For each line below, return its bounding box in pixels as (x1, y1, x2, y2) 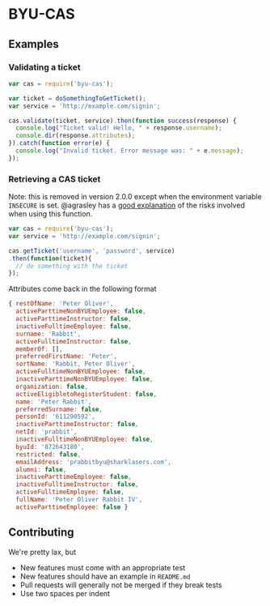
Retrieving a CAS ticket (8, 173, 101, 185)
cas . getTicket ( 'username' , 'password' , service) (8, 246, 175, 255)
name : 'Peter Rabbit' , (15, 398, 92, 406)
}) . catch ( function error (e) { (8, 139, 111, 147)
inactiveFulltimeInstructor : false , (15, 480, 139, 489)
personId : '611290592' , (15, 412, 95, 421)
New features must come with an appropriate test (19, 562, 186, 572)
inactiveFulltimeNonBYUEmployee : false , (15, 435, 154, 444)
